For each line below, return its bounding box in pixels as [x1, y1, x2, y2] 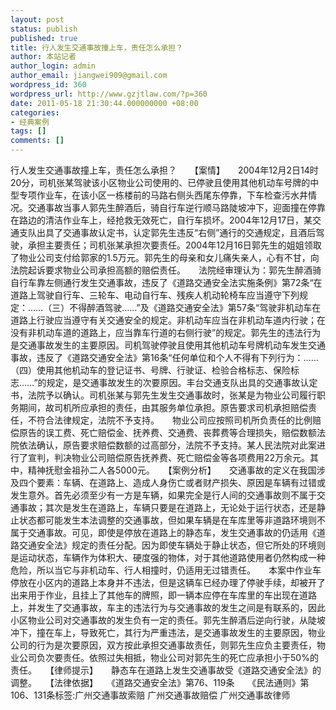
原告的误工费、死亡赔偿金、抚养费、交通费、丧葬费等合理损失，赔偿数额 [18, 427, 317, 438]
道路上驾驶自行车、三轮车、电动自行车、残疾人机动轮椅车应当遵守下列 [10, 289, 300, 301]
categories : [10, 107, 60, 118]
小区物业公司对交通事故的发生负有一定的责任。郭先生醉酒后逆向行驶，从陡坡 [10, 614, 326, 626]
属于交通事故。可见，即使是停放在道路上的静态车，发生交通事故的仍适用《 [10, 527, 317, 538]
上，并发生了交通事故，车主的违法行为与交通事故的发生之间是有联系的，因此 [10, 602, 326, 613]
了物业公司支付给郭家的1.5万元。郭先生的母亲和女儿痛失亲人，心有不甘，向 [10, 252, 320, 263]
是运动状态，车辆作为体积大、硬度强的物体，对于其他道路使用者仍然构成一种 [10, 552, 326, 563]
